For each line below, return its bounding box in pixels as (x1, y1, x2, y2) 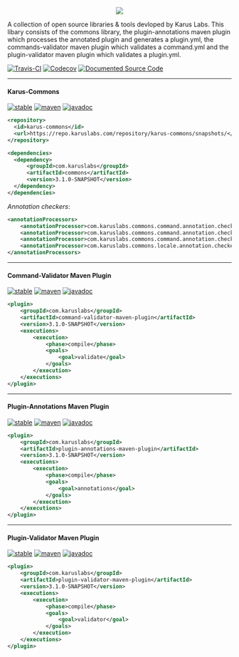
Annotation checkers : (7, 202, 70, 210)
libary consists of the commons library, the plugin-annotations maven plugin (7, 28, 231, 36)
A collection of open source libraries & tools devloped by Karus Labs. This (7, 20, 224, 29)
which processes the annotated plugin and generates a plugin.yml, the (7, 36, 214, 43)
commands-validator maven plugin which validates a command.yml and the (7, 43, 229, 51)
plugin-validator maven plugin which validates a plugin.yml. (7, 51, 181, 58)
